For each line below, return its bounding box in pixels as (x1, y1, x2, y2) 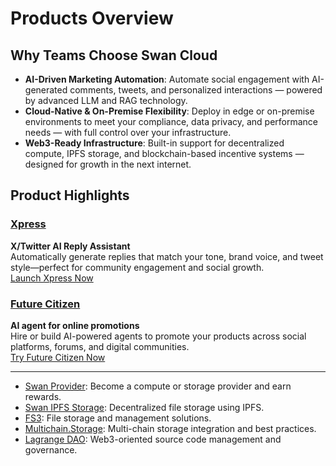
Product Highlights (10, 187, 130, 204)
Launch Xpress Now (10, 272, 94, 284)
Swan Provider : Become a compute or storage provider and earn (24, 380, 292, 392)
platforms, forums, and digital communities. (10, 340, 190, 352)
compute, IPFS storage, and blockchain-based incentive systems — (24, 148, 305, 159)
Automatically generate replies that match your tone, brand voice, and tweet (10, 250, 324, 262)
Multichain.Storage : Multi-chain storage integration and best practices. (24, 422, 317, 434)
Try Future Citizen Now (10, 351, 106, 363)
